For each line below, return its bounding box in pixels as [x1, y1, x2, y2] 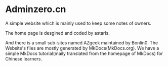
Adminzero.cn [5, 4, 66, 15]
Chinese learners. [5, 55, 42, 61]
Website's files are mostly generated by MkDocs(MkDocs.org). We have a [5, 45, 159, 51]
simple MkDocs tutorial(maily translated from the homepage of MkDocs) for [5, 50, 163, 56]
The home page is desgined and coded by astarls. [5, 30, 110, 36]
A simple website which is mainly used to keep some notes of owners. [5, 20, 152, 26]
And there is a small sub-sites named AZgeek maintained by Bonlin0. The [5, 39, 158, 46]
